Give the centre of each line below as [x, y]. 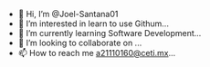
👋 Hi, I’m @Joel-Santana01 [68, 14]
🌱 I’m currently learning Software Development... [110, 33]
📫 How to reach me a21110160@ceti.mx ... [97, 53]
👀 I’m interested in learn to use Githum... [93, 24]
